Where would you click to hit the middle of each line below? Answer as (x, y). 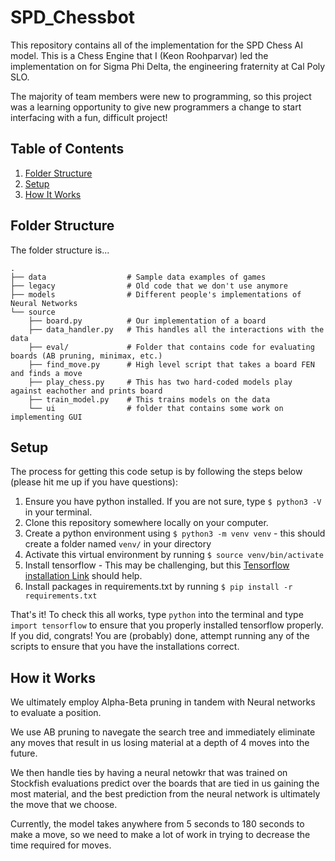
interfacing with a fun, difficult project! (89, 117)
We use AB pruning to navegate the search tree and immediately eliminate (163, 732)
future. (24, 753)
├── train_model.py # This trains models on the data (149, 399)
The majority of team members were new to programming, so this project (161, 96)
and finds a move (46, 373)
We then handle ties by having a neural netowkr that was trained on (149, 773)
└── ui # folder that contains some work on (156, 408)
